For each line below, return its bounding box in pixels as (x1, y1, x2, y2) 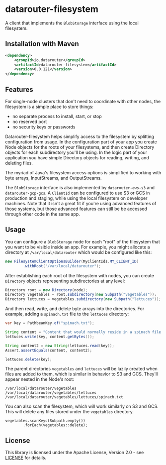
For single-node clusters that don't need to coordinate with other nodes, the (5, 98, 161, 104)
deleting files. (5, 160, 33, 166)
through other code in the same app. (5, 211, 81, 217)
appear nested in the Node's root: (5, 376, 75, 382)
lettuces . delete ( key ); (5, 357, 52, 362)
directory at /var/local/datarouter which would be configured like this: (5, 249, 152, 255)
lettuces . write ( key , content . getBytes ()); (5, 334, 94, 339)
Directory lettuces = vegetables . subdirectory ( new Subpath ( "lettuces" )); (5, 297, 162, 302)
